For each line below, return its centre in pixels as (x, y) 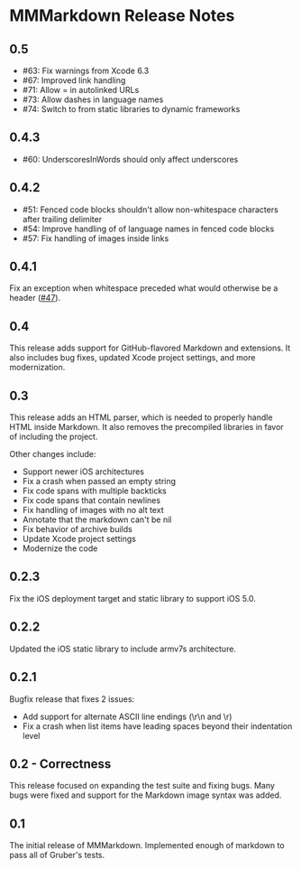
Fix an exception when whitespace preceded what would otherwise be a (144, 288)
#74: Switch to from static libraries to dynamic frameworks (131, 109)
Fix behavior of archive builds (77, 529)
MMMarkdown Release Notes (122, 16)
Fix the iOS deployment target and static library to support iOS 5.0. (133, 598)
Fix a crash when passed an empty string (99, 481)
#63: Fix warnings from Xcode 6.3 (86, 70)
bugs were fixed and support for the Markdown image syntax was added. (146, 795)
